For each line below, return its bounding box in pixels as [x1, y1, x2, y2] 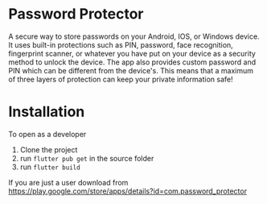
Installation [8, 102, 85, 121]
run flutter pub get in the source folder [19, 153, 154, 163]
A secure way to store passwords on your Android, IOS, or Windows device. [8, 31, 260, 41]
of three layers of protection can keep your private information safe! [8, 74, 233, 84]
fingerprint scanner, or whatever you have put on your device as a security [8, 48, 256, 58]
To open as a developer [8, 129, 87, 139]
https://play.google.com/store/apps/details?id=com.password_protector [8, 186, 248, 196]
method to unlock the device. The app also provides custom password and [8, 57, 257, 67]
